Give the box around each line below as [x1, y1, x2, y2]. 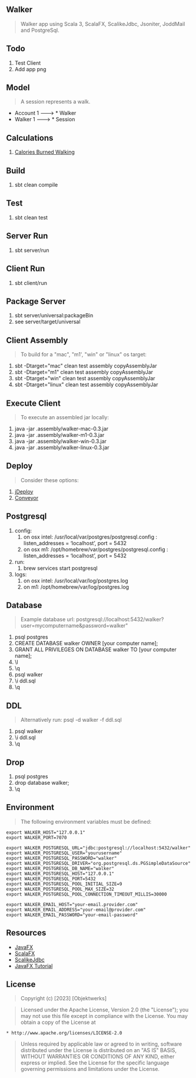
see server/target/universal [14, 318, 81, 326]
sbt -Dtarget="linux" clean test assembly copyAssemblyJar [14, 381, 158, 388]
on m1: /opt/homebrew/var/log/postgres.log [23, 583, 129, 591]
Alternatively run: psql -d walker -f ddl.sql [20, 717, 122, 724]
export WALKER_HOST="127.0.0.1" [6, 830, 85, 835]
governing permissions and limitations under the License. [20, 1066, 160, 1073]
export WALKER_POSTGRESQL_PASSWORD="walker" [6, 855, 117, 861]
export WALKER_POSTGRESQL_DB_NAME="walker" [6, 865, 115, 871]
